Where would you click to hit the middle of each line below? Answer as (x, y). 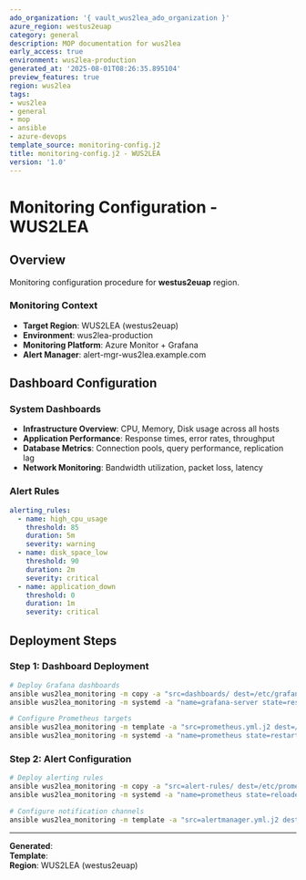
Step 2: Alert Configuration (71, 760)
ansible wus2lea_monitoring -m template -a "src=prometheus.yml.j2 (140, 727)
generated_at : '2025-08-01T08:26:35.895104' (95, 69)
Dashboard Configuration (83, 383)
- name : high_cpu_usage (62, 519)
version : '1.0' (38, 162)
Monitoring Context (54, 305)
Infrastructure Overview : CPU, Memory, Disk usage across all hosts (151, 429)
